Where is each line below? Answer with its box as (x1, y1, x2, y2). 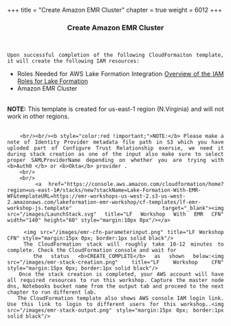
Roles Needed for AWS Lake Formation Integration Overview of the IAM (16, 70, 224, 78)
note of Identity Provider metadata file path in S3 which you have (7, 139, 224, 146)
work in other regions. (7, 113, 70, 121)
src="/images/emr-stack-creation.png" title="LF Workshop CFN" (7, 259, 224, 266)
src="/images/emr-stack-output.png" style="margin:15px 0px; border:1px (7, 307, 224, 314)
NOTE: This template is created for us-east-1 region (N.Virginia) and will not (7, 105, 224, 113)
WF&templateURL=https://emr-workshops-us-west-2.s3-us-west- (7, 193, 186, 200)
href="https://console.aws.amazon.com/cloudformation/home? (47, 181, 225, 188)
